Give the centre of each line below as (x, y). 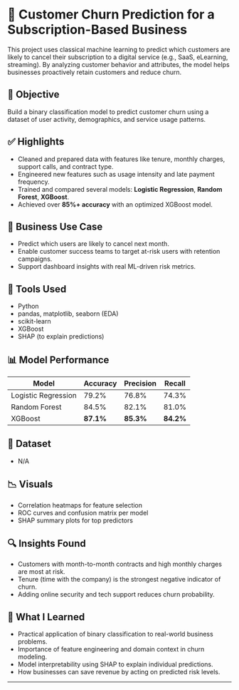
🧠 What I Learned (46, 617)
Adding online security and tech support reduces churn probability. (116, 594)
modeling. (32, 657)
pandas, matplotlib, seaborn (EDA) (68, 314)
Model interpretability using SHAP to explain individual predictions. (115, 664)
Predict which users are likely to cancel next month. (93, 244)
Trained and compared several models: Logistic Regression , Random (120, 189)
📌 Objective (33, 94)
